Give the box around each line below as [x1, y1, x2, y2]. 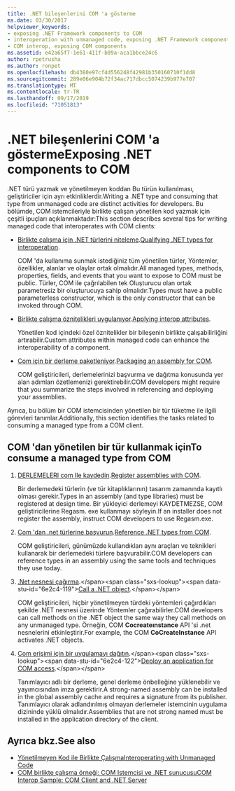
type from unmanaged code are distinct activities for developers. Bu [7, 199, 204, 207]
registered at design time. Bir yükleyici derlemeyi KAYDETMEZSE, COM [17, 499, 223, 508]
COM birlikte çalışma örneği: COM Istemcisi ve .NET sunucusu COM [17, 769, 212, 777]
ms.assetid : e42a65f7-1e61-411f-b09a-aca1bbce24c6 [7, 50, 158, 57]
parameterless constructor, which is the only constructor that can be [17, 294, 215, 302]
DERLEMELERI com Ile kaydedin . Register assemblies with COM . [17, 471, 201, 479]
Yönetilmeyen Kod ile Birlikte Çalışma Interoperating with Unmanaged [17, 754, 215, 762]
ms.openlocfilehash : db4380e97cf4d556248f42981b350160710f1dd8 [7, 69, 196, 76]
